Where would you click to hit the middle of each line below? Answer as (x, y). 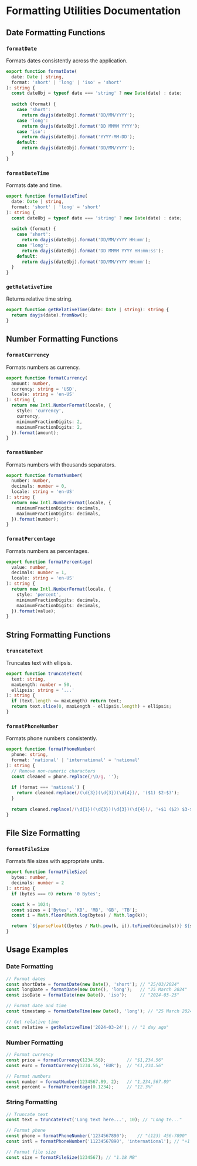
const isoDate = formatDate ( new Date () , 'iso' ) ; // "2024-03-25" (93, 995)
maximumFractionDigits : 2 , (50, 427)
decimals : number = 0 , (39, 487)
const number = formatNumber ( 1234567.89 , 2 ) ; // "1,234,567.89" (89, 1082)
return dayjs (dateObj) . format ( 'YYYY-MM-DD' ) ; (78, 137)
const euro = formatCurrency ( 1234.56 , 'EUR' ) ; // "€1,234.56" (85, 1065)
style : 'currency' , (40, 411)
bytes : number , (30, 878)
